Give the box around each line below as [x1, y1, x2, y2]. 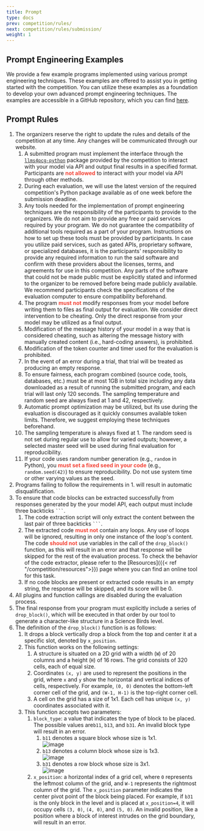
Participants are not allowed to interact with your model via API [24, 169, 183, 177]
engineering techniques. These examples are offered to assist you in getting [6, 77, 197, 84]
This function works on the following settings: [24, 643, 139, 651]
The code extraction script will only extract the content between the [24, 513, 195, 521]
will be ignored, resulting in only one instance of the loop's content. [24, 533, 194, 540]
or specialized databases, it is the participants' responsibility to [24, 247, 183, 254]
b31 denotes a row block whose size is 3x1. [42, 760, 150, 767]
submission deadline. [24, 195, 78, 202]
